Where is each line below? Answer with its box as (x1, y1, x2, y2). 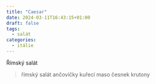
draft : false (6, 20, 39, 26)
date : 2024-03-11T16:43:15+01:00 (6, 15, 91, 21)
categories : (6, 37, 36, 43)
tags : (6, 25, 20, 32)
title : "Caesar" (6, 8, 47, 15)
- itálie (11, 43, 34, 49)
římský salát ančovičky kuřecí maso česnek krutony (21, 71, 150, 78)
